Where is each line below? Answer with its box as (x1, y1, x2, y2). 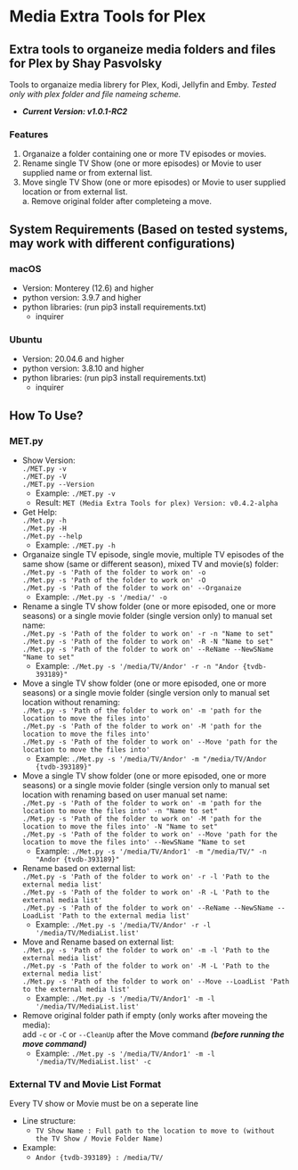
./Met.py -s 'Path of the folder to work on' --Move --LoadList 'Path (21, 976, 290, 986)
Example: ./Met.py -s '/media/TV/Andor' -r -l (35, 919, 212, 929)
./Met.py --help (21, 531, 83, 540)
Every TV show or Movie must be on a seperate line (9, 1099, 198, 1109)
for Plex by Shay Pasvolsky (9, 55, 163, 70)
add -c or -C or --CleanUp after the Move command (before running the (21, 1028, 285, 1040)
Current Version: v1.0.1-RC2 (21, 106, 128, 117)
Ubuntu (9, 333, 43, 345)
